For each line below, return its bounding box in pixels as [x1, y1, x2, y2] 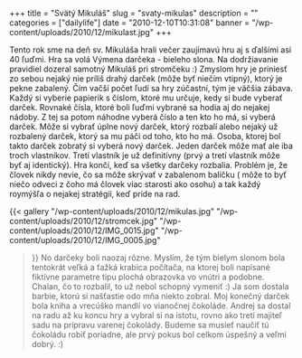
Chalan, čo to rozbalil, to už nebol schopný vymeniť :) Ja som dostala [31, 281, 289, 292]
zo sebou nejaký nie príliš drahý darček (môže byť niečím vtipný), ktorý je [9, 73, 283, 84]
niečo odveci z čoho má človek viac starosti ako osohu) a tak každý [9, 179, 261, 189]
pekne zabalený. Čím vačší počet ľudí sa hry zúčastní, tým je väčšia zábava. [9, 83, 294, 93]
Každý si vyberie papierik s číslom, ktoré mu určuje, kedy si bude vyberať [9, 92, 283, 103]
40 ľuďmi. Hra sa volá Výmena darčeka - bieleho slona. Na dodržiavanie [9, 54, 278, 64]
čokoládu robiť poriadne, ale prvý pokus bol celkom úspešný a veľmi [31, 329, 287, 340]
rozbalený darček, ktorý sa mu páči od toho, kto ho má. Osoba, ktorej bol [9, 131, 281, 141]
